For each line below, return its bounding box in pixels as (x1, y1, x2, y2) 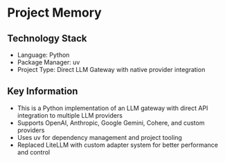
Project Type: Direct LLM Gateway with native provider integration (17, 66, 206, 73)
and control (17, 147, 51, 156)
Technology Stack (7, 33, 87, 44)
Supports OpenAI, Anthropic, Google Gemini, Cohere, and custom (17, 118, 205, 127)
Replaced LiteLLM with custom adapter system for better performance (17, 141, 219, 149)
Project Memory (7, 5, 102, 21)
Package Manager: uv (17, 58, 80, 66)
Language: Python (17, 51, 70, 59)
